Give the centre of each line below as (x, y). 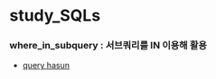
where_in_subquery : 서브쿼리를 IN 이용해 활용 (108, 46)
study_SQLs (55, 16)
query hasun (46, 66)
